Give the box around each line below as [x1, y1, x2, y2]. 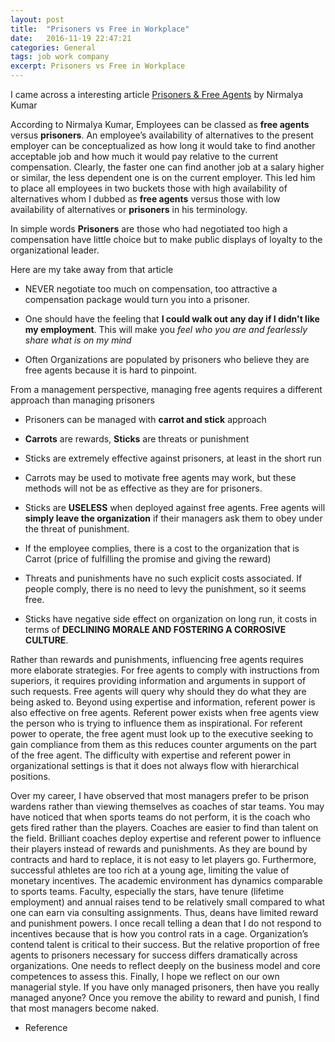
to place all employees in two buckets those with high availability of [10, 182, 288, 194]
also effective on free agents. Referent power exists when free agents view [10, 707, 320, 718]
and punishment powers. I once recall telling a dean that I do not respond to [10, 917, 322, 929]
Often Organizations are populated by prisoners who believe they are [24, 354, 310, 365]
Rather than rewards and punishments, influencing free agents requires [10, 654, 304, 665]
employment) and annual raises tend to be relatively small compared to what [10, 896, 326, 908]
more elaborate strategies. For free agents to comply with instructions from [10, 664, 320, 676]
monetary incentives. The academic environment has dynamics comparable [10, 875, 323, 886]
